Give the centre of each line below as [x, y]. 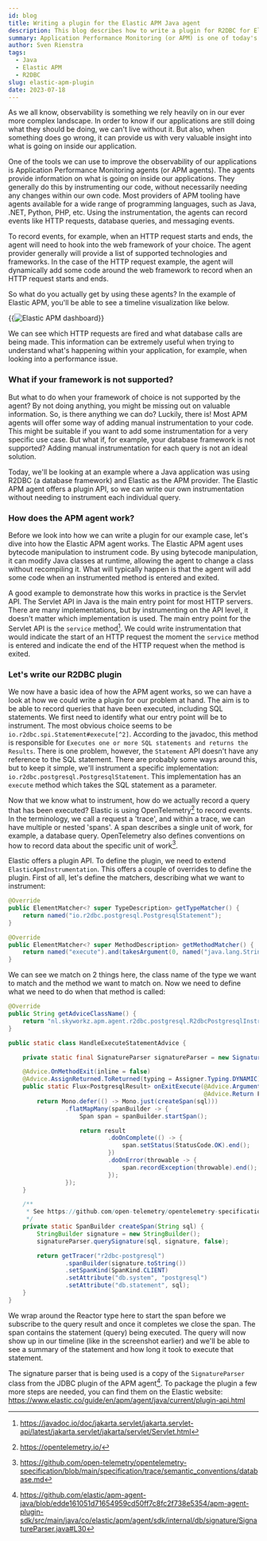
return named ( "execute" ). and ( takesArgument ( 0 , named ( [113, 952]
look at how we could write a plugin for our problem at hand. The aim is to [129, 700]
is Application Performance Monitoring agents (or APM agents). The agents [132, 170]
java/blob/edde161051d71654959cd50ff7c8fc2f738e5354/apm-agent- [134, 1503]
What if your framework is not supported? [91, 379]
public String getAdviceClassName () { [72, 1014]
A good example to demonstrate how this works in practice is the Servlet [127, 593]
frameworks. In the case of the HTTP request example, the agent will [121, 262]
